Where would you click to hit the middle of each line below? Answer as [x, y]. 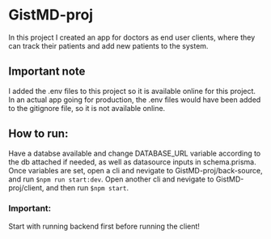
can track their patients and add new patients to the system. [108, 45]
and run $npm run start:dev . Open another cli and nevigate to [111, 179]
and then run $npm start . [87, 187]
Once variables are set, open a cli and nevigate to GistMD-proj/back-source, [135, 170]
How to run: [38, 134]
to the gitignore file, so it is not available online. [87, 108]
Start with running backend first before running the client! [104, 226]
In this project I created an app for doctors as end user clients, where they [132, 37]
